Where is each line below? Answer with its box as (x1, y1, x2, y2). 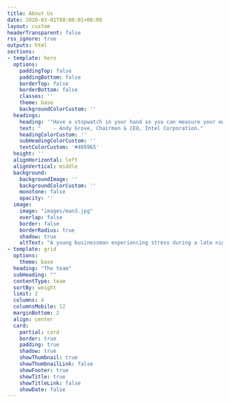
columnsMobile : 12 (13, 303, 66, 310)
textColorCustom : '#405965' (19, 144, 99, 151)
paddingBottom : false (19, 73, 81, 81)
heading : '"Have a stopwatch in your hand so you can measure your (19, 118, 216, 125)
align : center (13, 316, 53, 323)
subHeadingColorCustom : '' (19, 138, 97, 145)
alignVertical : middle (13, 162, 78, 170)
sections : (7, 49, 36, 56)
